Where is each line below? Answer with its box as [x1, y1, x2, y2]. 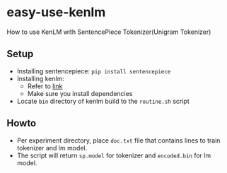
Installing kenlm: [16, 74, 65, 83]
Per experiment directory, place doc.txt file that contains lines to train [16, 136, 221, 145]
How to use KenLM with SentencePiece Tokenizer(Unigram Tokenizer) [6, 28, 211, 36]
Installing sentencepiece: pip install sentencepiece [16, 66, 171, 75]
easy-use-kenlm [6, 4, 106, 20]
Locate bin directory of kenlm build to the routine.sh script [16, 97, 190, 105]
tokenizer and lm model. [16, 143, 88, 152]
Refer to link [27, 82, 63, 90]
